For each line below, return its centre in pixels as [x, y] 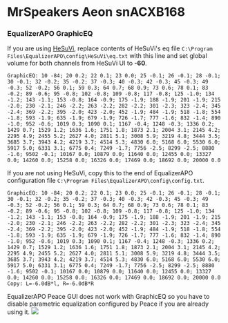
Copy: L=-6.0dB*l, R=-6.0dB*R [51, 284]
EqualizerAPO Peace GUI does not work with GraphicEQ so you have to [108, 297]
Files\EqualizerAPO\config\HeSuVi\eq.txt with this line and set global [107, 56]
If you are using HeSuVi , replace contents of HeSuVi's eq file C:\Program [110, 48]
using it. [18, 312]
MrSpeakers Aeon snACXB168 [96, 12]
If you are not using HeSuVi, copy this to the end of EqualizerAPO [100, 173]
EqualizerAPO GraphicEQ [50, 34]
